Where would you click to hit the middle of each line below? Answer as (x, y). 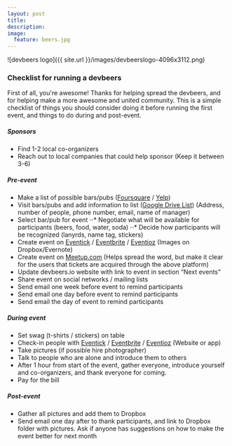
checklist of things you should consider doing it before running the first (110, 108)
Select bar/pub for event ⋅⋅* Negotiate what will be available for (108, 220)
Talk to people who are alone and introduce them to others (102, 358)
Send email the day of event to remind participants (90, 302)
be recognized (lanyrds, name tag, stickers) (80, 235)
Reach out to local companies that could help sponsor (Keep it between (121, 156)
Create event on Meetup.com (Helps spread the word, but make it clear (120, 257)
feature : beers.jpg (42, 40)
